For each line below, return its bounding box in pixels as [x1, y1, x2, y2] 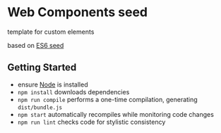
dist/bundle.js [17, 103, 63, 111]
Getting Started [7, 61, 77, 74]
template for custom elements [7, 27, 95, 36]
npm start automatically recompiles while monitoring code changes [17, 110, 214, 118]
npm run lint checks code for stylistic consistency [17, 118, 166, 126]
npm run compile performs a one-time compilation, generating [17, 95, 198, 103]
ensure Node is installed [17, 80, 88, 89]
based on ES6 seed [7, 41, 64, 49]
